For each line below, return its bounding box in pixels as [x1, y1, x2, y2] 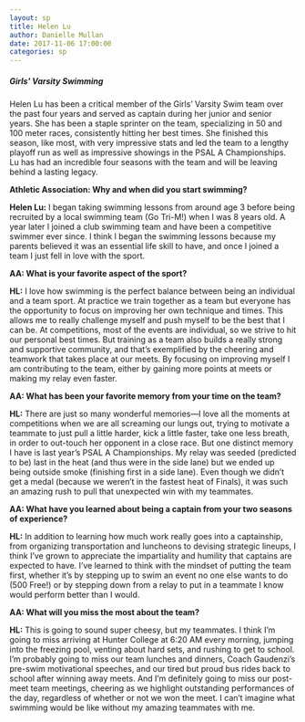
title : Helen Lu [9, 22, 71, 31]
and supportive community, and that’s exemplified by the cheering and [9, 344, 274, 355]
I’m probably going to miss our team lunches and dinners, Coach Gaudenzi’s [9, 654, 296, 664]
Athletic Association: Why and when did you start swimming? [9, 184, 248, 195]
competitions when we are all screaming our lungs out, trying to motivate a [9, 418, 290, 429]
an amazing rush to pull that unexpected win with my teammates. [9, 486, 254, 497]
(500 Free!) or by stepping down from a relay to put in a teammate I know [9, 580, 284, 591]
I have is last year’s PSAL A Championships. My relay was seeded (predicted [9, 447, 297, 458]
